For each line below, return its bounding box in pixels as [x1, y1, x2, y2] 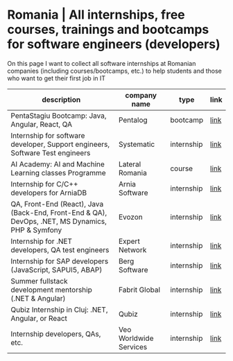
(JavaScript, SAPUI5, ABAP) [10, 265, 103, 274]
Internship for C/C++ [10, 179, 78, 188]
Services [118, 342, 148, 351]
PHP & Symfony [10, 225, 62, 235]
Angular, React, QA [10, 119, 73, 129]
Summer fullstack [10, 276, 68, 285]
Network [118, 245, 147, 254]
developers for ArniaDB [10, 188, 87, 197]
